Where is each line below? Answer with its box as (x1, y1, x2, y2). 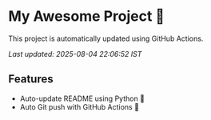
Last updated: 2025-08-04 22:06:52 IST (8, 49, 142, 58)
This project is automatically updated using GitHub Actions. (8, 34, 204, 43)
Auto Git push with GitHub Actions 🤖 (19, 102, 140, 111)
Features (8, 72, 54, 86)
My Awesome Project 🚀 (8, 7, 165, 26)
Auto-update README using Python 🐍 (19, 94, 145, 103)
